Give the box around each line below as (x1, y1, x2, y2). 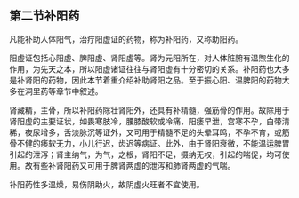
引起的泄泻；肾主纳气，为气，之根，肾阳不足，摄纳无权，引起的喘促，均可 (9, 149, 282, 160)
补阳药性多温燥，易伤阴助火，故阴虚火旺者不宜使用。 (9, 178, 205, 189)
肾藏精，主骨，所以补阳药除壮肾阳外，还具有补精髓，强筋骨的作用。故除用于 (9, 105, 290, 115)
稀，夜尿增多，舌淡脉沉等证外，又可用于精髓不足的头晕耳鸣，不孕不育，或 (9, 127, 282, 138)
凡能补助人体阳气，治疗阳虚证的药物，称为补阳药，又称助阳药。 (9, 34, 243, 44)
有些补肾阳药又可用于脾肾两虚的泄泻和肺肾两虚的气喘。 (32, 160, 236, 170)
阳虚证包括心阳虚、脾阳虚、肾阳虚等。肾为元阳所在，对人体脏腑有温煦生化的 (9, 52, 290, 63)
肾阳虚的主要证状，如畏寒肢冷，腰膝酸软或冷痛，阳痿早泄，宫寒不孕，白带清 (9, 115, 290, 126)
